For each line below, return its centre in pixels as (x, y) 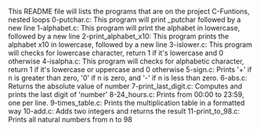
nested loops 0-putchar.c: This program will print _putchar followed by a (125, 20)
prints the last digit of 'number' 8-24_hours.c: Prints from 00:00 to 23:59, (126, 94)
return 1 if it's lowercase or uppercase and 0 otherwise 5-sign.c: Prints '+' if (130, 69)
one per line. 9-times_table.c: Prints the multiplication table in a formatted (126, 103)
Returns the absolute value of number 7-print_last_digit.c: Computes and (125, 86)
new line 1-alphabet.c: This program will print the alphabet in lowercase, (124, 28)
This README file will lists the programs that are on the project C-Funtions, (129, 11)
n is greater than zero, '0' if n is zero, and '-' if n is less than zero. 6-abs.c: (128, 78)
